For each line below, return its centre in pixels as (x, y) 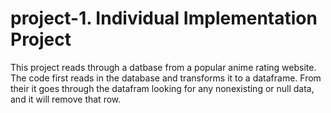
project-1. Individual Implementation (164, 18)
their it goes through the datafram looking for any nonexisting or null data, (162, 88)
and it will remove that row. (66, 99)
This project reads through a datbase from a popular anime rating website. (163, 67)
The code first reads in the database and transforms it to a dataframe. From (166, 78)
